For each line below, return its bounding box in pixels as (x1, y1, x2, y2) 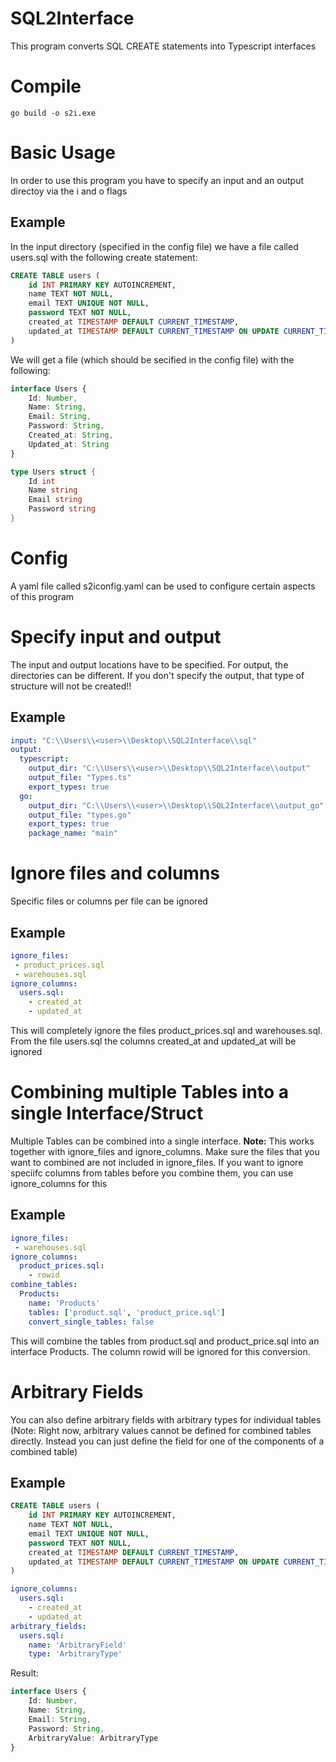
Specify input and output (10, 626, 222, 648)
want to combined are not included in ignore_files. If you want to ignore (10, 1157, 304, 1168)
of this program (10, 590, 75, 602)
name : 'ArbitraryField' (28, 1640, 128, 1650)
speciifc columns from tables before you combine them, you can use (10, 1167, 294, 1179)
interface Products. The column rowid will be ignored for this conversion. (10, 1345, 311, 1357)
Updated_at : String (28, 439, 110, 449)
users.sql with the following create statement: (10, 251, 198, 263)
